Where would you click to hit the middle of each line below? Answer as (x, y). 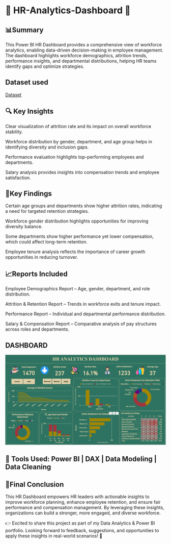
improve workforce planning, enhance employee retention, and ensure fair (83, 502)
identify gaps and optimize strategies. (45, 66)
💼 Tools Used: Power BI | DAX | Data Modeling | (81, 459)
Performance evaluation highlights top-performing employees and (75, 157)
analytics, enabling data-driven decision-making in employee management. (84, 50)
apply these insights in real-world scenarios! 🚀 (54, 536)
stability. (14, 132)
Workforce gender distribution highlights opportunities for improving (77, 221)
